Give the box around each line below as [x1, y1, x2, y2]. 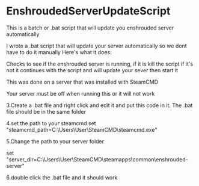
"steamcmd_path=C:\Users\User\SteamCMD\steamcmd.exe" [6, 126, 158, 133]
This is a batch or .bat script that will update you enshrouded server [6, 24, 174, 31]
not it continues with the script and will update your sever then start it [6, 66, 179, 73]
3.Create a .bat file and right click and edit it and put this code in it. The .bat [6, 101, 193, 109]
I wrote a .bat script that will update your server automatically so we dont [6, 42, 188, 49]
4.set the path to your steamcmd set [6, 119, 96, 127]
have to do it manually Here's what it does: [6, 48, 112, 55]
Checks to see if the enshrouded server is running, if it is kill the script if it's [6, 60, 194, 67]
